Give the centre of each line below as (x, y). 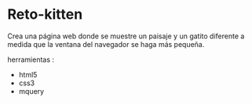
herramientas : (31, 59)
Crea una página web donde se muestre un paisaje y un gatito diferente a (126, 36)
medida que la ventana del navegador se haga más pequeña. (106, 44)
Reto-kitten (45, 14)
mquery (31, 91)
